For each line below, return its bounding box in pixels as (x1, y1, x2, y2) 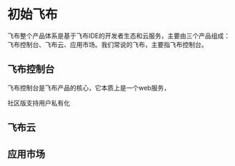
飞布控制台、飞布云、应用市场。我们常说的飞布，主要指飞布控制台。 (7, 40, 208, 48)
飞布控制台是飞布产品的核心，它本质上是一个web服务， (7, 83, 170, 92)
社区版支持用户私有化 (7, 98, 70, 107)
